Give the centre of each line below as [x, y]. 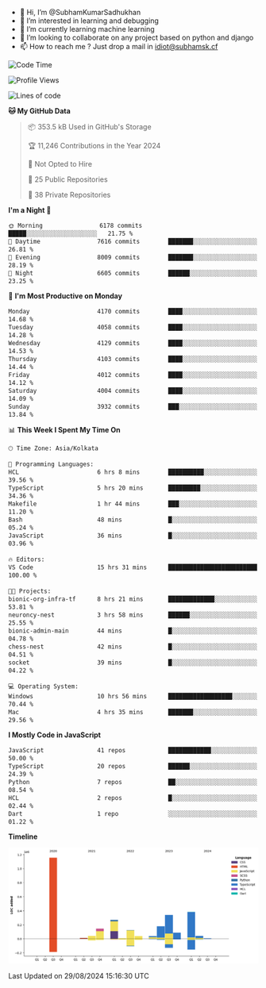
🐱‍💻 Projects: [30, 591]
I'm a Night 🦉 [30, 210]
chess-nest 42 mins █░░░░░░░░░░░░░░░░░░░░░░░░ [133, 647]
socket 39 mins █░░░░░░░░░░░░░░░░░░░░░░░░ [133, 663]
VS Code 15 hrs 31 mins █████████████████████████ [133, 567]
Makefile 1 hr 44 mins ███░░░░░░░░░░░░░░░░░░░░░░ [133, 504]
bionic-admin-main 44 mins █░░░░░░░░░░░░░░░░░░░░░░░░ [133, 631]
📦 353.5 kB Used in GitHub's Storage [90, 127]
